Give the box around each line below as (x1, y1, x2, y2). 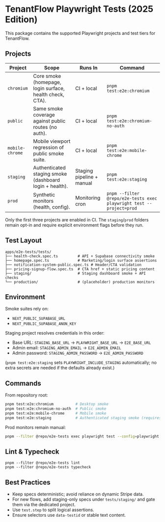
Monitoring (75, 194, 101, 201)
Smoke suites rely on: (5, 306, 49, 312)
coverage (33, 111, 55, 118)
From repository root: (5, 392, 48, 398)
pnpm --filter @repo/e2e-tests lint (5, 461, 80, 465)
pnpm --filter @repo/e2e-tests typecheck (5, 465, 91, 470)
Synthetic (33, 191, 55, 198)
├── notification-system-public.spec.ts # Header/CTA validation (5, 262, 141, 267)
